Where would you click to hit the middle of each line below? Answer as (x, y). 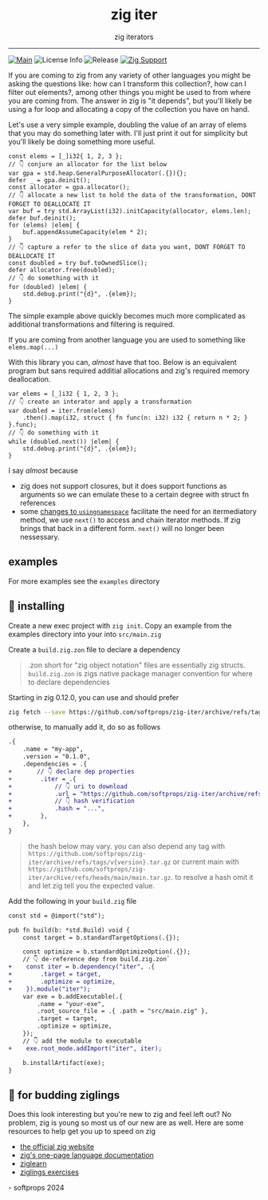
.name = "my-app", (53, 749)
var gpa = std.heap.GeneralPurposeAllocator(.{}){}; (98, 173)
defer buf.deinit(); (43, 218)
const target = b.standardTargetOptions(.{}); (101, 937)
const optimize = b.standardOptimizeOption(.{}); (107, 952)
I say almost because (43, 470)
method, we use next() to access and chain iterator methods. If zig (130, 520)
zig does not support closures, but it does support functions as (123, 485)
